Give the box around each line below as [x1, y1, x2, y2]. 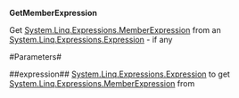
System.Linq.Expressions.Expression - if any [9, 35, 173, 45]
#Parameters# [9, 52, 62, 61]
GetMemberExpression [9, 8, 98, 18]
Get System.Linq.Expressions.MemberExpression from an [9, 25, 221, 35]
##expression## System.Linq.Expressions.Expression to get [9, 69, 230, 79]
